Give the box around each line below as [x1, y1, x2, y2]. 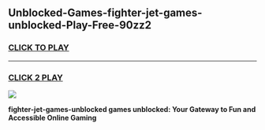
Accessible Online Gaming [8, 113, 97, 122]
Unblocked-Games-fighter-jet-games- [8, 6, 203, 20]
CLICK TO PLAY [8, 43, 69, 54]
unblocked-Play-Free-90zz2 [8, 19, 152, 32]
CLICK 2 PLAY [8, 72, 63, 83]
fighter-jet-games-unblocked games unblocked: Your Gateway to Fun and [8, 104, 256, 113]
